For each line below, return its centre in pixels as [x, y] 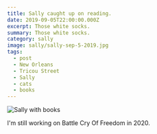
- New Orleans [33, 65]
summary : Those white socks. [49, 33]
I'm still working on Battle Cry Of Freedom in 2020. [79, 123]
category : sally [30, 39]
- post [23, 58]
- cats [23, 84]
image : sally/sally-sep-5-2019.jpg [58, 45]
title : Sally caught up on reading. [59, 13]
